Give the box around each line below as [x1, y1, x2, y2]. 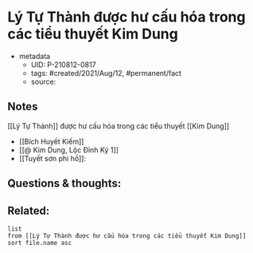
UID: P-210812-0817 [30, 60, 96, 69]
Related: [7, 204, 50, 217]
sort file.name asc [7, 239, 72, 247]
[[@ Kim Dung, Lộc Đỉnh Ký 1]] [18, 144, 119, 155]
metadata [18, 51, 51, 61]
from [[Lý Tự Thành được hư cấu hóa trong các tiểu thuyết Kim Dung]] [7, 231, 247, 239]
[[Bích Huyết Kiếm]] [18, 136, 84, 146]
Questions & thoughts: [7, 176, 122, 191]
